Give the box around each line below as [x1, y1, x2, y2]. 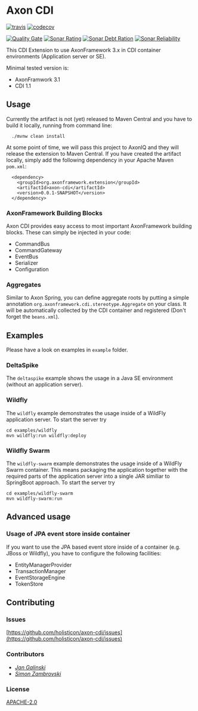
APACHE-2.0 [6, 698, 38, 706]
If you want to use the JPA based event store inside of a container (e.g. [6, 543, 181, 551]
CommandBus [14, 240, 50, 248]
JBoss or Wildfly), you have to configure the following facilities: [6, 549, 162, 557]
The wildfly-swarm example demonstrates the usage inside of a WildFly [6, 460, 182, 467]
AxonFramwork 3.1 [14, 76, 61, 83]
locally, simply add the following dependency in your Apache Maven [6, 156, 174, 163]
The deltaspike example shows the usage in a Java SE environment [6, 375, 173, 382]
